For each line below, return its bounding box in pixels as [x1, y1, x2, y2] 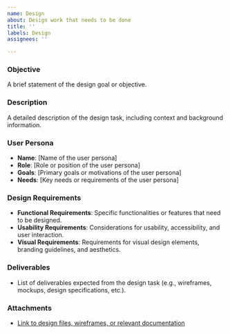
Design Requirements [7, 193, 82, 203]
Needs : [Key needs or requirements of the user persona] [17, 176, 180, 184]
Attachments [7, 303, 52, 313]
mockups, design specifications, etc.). [17, 286, 126, 294]
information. [7, 120, 42, 129]
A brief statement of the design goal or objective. [7, 80, 147, 89]
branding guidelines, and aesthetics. [17, 245, 121, 254]
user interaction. [17, 231, 64, 239]
